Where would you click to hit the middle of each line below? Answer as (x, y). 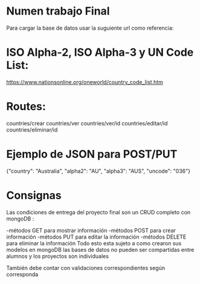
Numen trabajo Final (58, 11)
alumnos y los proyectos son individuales (57, 256)
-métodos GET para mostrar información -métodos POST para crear (91, 230)
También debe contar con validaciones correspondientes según (86, 268)
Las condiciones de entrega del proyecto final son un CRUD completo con (98, 212)
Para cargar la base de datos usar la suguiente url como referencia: (90, 28)
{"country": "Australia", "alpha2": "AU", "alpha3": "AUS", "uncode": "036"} (98, 171)
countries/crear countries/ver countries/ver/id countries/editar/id (87, 123)
